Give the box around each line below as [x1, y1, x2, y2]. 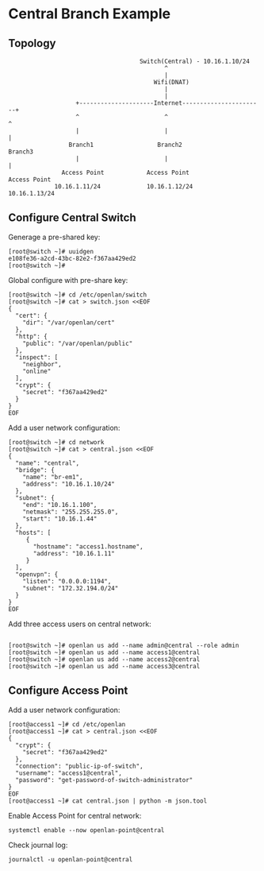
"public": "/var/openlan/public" [22, 339, 133, 347]
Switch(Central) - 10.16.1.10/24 [139, 57, 250, 65]
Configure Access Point [8, 684, 128, 698]
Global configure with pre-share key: [8, 275, 128, 285]
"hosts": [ [15, 528, 52, 536]
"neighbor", [22, 360, 62, 368]
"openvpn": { [15, 570, 59, 579]
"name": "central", [15, 459, 80, 467]
